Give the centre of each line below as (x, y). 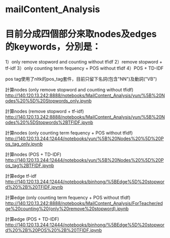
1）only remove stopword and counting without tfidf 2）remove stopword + (84, 62)
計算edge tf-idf (21, 176)
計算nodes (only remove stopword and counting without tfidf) (69, 90)
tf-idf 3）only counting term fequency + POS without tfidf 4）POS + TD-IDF (84, 68)
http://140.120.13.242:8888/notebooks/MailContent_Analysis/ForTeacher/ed (84, 203)
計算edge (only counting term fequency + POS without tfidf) (68, 198)
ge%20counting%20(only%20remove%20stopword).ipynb (67, 209)
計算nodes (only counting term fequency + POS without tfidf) (69, 133)
